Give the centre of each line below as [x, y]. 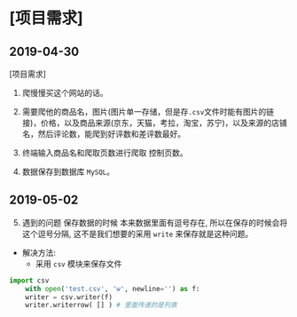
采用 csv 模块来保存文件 [78, 264]
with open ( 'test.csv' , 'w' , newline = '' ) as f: [113, 289]
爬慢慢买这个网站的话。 [65, 93]
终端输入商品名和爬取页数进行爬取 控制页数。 [105, 153]
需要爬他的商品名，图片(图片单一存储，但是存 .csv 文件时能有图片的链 [148, 111]
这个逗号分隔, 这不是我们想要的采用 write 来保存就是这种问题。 [137, 234]
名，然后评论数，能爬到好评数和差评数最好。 [104, 134]
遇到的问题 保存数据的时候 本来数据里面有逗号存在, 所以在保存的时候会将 [155, 222]
